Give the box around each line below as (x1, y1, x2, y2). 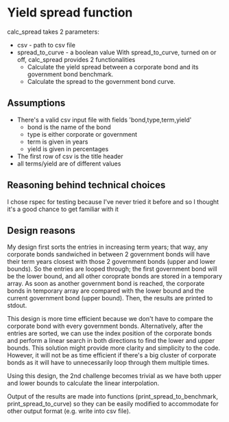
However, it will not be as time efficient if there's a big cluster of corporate (7, 351, 217, 359)
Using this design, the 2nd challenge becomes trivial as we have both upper (7, 372, 221, 380)
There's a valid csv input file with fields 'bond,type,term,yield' (16, 115, 192, 124)
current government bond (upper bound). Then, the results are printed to (7, 294, 213, 302)
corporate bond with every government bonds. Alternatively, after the (7, 322, 204, 331)
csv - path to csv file (16, 41, 75, 49)
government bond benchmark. (27, 70, 114, 78)
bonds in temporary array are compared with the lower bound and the (7, 287, 204, 295)
